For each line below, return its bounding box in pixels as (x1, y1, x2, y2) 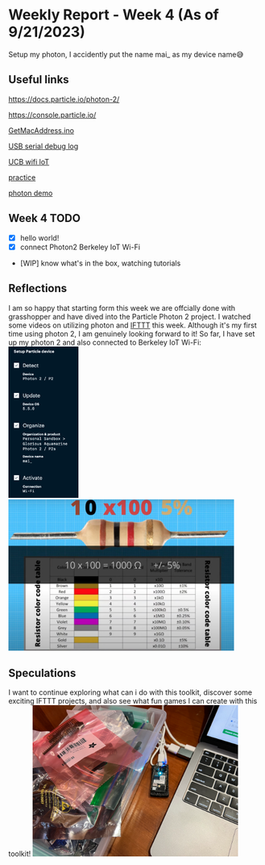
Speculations (8, 666, 77, 679)
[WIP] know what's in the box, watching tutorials (19, 258, 181, 268)
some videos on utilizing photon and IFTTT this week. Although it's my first (8, 320, 257, 330)
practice (8, 172, 36, 182)
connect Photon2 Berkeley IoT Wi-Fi (19, 242, 141, 252)
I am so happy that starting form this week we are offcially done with (8, 303, 236, 312)
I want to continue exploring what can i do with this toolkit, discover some (8, 687, 252, 697)
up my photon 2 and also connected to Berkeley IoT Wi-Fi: (8, 337, 201, 347)
